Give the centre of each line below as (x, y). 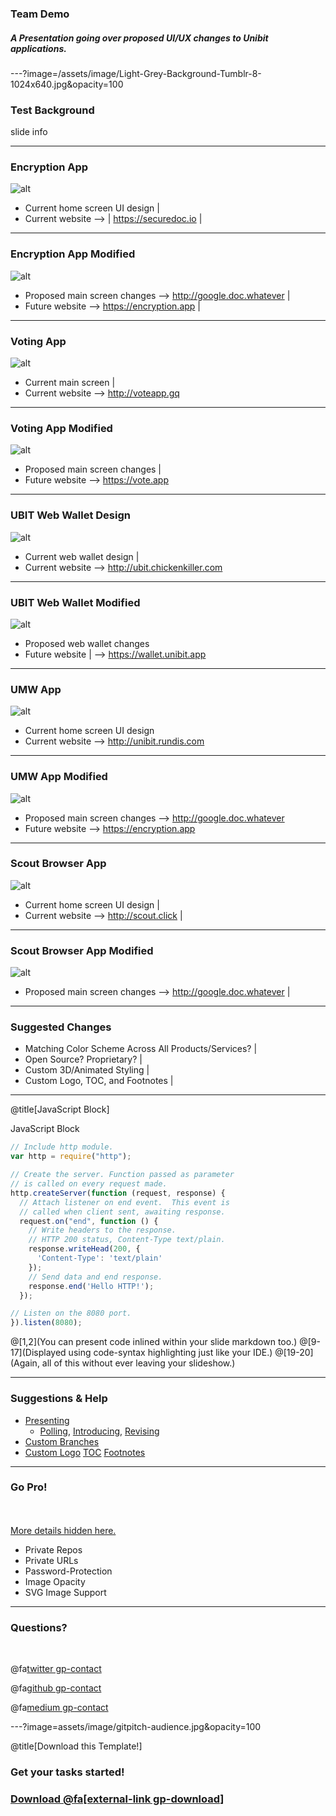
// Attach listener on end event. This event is (124, 1202)
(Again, (25, 1363)
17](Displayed (38, 1353)
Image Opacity (55, 1581)
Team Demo (40, 14)
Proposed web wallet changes (87, 643)
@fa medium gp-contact (59, 1708)
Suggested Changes (61, 1027)
